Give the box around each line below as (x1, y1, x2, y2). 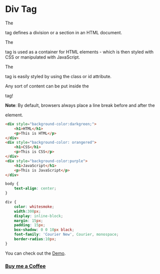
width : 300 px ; (14, 209, 41, 214)
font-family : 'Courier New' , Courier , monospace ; (14, 232, 119, 237)
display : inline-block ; (14, 213, 64, 218)
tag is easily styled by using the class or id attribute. (5, 73, 112, 79)
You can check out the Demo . (5, 250, 66, 256)
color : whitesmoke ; (14, 204, 55, 209)
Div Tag (5, 3, 37, 15)
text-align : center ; (14, 186, 57, 191)
